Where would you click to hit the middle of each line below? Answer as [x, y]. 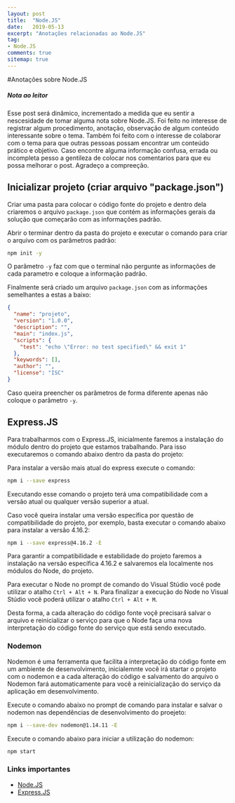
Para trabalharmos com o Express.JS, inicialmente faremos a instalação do [115, 439]
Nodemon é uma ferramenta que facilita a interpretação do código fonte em [117, 661]
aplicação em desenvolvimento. [53, 691]
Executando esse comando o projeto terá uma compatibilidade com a [108, 494]
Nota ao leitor [28, 95]
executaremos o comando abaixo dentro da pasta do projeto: [95, 454]
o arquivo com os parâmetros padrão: [62, 240]
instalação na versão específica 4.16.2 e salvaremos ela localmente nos [110, 564]
